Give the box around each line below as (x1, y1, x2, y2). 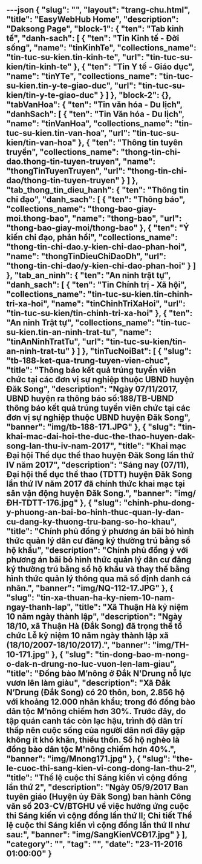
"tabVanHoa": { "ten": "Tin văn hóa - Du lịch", (6, 100, 183, 110)
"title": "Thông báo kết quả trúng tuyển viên (6, 365, 177, 376)
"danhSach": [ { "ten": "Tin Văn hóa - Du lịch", (6, 109, 184, 120)
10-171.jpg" (6, 649, 50, 660)
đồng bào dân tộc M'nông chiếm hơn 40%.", (6, 744, 177, 755)
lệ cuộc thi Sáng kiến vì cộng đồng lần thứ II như (6, 820, 191, 831)
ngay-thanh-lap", (6, 602, 73, 612)
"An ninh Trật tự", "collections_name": (6, 318, 155, 328)
